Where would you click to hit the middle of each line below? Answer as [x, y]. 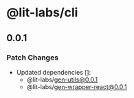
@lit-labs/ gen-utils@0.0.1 [62, 79]
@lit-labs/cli [42, 13]
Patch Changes [33, 58]
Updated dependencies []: [54, 72]
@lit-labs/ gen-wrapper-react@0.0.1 [77, 86]
